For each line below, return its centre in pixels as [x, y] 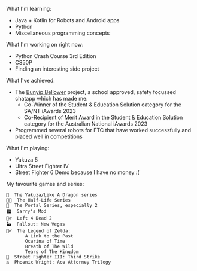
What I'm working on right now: [45, 45]
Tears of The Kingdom [52, 252]
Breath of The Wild [49, 246]
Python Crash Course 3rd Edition [56, 56]
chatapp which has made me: [51, 98]
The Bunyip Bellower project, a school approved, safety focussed [96, 92]
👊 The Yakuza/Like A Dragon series [52, 195]
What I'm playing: [28, 148]
